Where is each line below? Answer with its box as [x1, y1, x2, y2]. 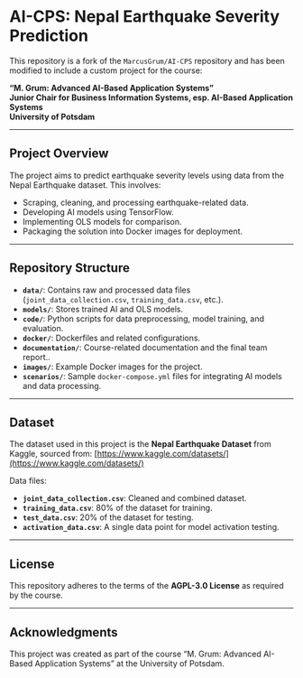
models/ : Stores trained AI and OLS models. [22, 303, 184, 314]
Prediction [9, 25, 88, 46]
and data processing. [22, 380, 102, 391]
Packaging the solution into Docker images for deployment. [22, 226, 243, 237]
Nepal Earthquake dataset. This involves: [9, 179, 161, 190]
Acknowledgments [9, 625, 119, 640]
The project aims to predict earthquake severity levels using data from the [9, 170, 284, 181]
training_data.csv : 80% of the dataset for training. [22, 503, 214, 514]
